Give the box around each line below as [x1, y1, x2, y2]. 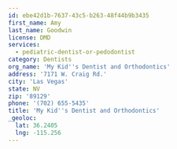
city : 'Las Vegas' [8, 77, 68, 85]
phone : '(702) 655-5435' [8, 99, 90, 107]
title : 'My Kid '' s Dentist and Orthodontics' [8, 107, 160, 115]
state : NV [8, 84, 41, 93]
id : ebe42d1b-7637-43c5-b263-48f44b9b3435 [8, 11, 149, 20]
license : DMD [8, 33, 51, 42]
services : [8, 41, 41, 49]
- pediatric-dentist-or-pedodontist [15, 48, 135, 56]
